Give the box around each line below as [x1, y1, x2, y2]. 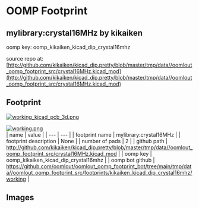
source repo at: [6, 55, 43, 62]
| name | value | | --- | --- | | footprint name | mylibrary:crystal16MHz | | [6, 131, 181, 138]
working [6, 175, 27, 182]
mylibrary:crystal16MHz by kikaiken [6, 28, 143, 38]
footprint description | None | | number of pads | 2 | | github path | [6, 137, 168, 144]
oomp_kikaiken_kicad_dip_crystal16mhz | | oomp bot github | [6, 156, 155, 163]
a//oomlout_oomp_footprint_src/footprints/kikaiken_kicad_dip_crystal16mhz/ [6, 169, 192, 176]
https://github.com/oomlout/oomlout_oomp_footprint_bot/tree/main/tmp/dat [6, 162, 192, 170]
